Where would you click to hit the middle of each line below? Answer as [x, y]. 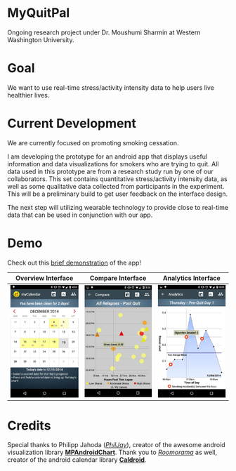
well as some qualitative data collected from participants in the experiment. [116, 186]
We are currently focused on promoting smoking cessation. [93, 142]
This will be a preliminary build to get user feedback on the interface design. [118, 194]
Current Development [72, 124]
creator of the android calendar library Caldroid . [77, 460]
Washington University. [41, 39]
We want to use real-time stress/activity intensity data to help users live [111, 87]
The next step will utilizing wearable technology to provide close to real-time [118, 207]
